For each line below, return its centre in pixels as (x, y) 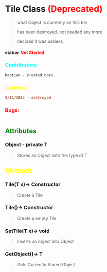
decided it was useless (40, 41)
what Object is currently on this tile (52, 22)
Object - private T (26, 145)
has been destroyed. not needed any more (60, 32)
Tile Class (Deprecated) (54, 9)
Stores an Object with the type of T (52, 155)
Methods (19, 171)
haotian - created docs (29, 75)
